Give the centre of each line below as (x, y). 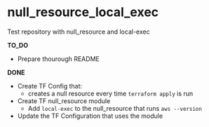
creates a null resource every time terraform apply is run (110, 93)
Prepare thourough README (58, 59)
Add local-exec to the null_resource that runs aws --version (115, 108)
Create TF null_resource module (64, 101)
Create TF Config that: (50, 86)
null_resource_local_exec (83, 12)
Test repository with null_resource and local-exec (79, 32)
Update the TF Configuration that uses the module (90, 116)
